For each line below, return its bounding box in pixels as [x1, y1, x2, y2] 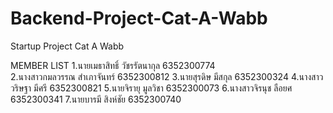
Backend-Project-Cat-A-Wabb [10, 7, 268, 30]
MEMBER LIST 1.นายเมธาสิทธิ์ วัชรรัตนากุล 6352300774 [10, 59, 216, 71]
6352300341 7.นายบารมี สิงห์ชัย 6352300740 [10, 93, 182, 105]
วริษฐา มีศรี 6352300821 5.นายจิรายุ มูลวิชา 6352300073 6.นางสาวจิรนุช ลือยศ [10, 82, 293, 94]
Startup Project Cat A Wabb [10, 40, 125, 52]
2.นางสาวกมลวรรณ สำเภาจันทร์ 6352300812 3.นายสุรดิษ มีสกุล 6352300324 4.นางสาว [10, 70, 324, 82]
